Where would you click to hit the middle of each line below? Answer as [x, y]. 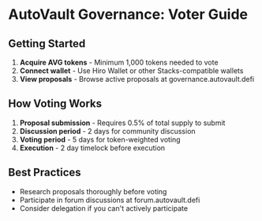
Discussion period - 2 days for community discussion [107, 131]
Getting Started [47, 44]
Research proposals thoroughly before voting [93, 191]
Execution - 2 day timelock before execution [92, 148]
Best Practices [45, 173]
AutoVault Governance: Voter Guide [128, 15]
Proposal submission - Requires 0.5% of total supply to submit [122, 123]
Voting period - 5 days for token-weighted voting [100, 139]
